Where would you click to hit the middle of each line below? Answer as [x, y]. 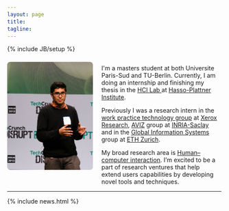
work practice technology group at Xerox [159, 118]
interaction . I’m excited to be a [173, 160]
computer [115, 160]
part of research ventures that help [151, 167]
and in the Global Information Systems [156, 132]
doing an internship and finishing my [153, 83]
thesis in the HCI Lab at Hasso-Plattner [156, 90]
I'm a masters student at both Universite [158, 68]
